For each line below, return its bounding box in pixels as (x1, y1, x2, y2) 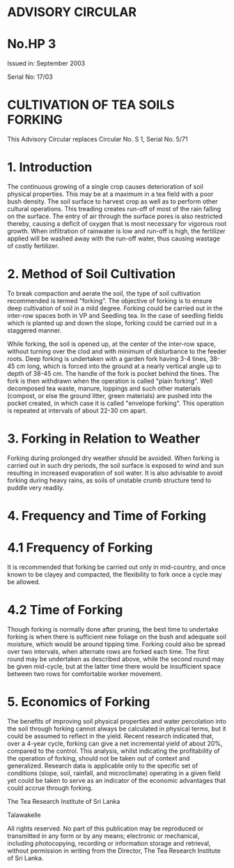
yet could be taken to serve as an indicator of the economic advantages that (7, 776, 226, 784)
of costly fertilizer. (7, 242, 59, 250)
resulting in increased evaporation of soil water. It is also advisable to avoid (7, 469, 223, 477)
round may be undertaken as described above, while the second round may (7, 655, 225, 663)
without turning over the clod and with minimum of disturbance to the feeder (7, 347, 227, 356)
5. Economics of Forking (7, 694, 150, 710)
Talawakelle (7, 810, 41, 819)
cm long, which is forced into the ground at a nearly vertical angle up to (16, 362, 221, 370)
